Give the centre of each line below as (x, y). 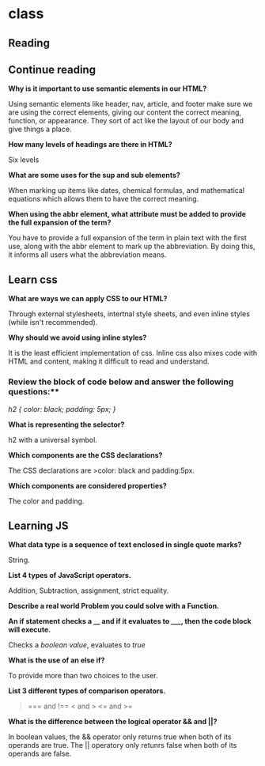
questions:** (34, 392)
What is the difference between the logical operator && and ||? (113, 722)
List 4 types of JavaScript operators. (70, 575)
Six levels (24, 160)
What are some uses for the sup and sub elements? (94, 175)
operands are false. (40, 754)
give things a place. (40, 129)
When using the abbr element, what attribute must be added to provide (127, 214)
